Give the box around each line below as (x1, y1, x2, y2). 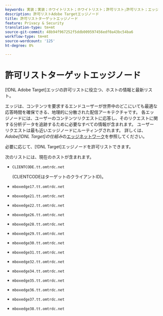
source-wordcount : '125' (5, 39, 55, 44)
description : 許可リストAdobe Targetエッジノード (5, 12, 99, 16)
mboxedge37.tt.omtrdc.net (12, 297, 65, 302)
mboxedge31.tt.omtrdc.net (12, 250, 65, 255)
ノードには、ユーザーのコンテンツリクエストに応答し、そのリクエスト (9, 115, 149, 121)
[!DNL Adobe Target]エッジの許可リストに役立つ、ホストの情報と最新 (5, 87, 144, 93)
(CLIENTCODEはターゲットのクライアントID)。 (12, 174, 106, 179)
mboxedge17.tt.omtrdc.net (12, 184, 65, 189)
